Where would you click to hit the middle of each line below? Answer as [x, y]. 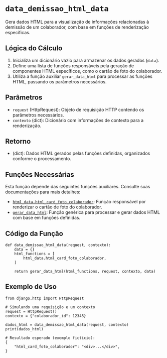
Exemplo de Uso [31, 287]
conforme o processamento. [42, 159]
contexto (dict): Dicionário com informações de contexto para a [78, 120]
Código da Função [34, 233]
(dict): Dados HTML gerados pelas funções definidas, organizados [81, 153]
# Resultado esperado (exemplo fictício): [50, 338]
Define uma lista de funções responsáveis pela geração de [73, 66]
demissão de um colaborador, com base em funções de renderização [77, 27]
